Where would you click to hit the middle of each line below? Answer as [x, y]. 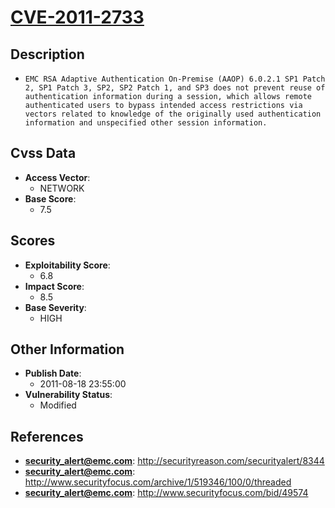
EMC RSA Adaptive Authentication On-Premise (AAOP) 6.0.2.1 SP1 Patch [175, 79]
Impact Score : [54, 286]
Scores [33, 241]
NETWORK [62, 188]
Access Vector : [57, 177]
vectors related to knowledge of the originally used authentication [173, 114]
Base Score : [50, 198]
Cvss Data [43, 153]
